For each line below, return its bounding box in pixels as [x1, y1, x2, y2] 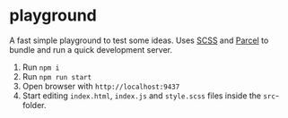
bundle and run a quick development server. [9, 44, 173, 55]
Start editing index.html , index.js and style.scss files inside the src [22, 90, 276, 101]
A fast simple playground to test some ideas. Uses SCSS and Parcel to [9, 35, 269, 46]
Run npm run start [22, 71, 92, 81]
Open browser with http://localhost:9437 [22, 80, 180, 91]
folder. [22, 99, 47, 110]
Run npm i [22, 62, 60, 72]
